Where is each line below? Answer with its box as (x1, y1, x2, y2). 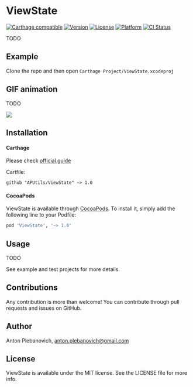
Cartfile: (6, 169, 25, 176)
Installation (6, 128, 48, 138)
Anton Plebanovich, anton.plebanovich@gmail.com (6, 337, 129, 344)
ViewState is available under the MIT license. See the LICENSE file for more (6, 369, 188, 376)
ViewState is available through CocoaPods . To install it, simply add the (6, 205, 175, 212)
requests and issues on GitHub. (6, 304, 82, 311)
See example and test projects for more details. (6, 266, 120, 273)
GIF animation (6, 84, 58, 94)
